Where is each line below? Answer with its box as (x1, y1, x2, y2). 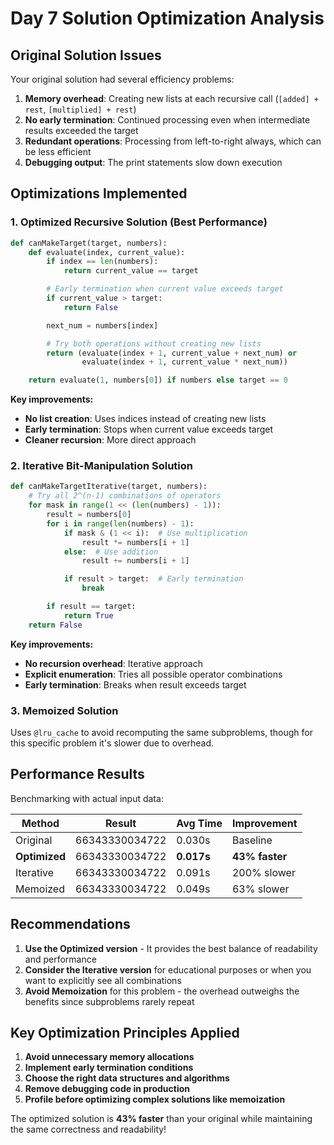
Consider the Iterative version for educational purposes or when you (24, 963, 312, 976)
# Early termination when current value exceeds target (46, 284, 284, 294)
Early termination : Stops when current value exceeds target (24, 423, 274, 436)
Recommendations (10, 916, 131, 933)
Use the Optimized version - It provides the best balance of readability (24, 942, 318, 954)
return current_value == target (63, 266, 199, 276)
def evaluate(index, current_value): (28, 247, 186, 257)
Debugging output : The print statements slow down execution (24, 157, 283, 168)
